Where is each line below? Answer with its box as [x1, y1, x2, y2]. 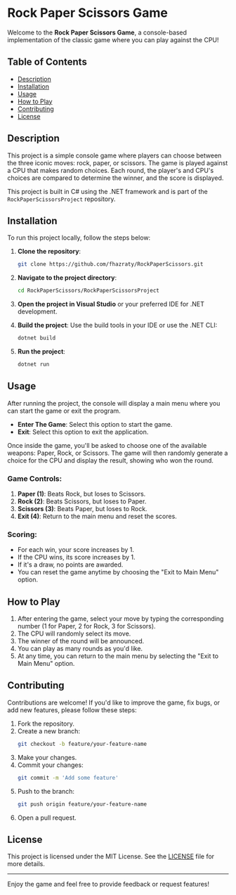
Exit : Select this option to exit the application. [17, 427, 149, 436]
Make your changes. [17, 753, 77, 761]
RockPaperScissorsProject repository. [7, 195, 116, 203]
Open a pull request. [17, 813, 77, 822]
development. [17, 307, 58, 316]
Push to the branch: [17, 787, 75, 795]
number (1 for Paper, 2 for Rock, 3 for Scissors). [17, 622, 156, 631]
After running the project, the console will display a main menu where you [7, 399, 221, 407]
